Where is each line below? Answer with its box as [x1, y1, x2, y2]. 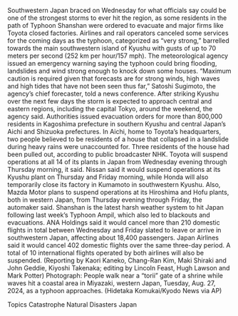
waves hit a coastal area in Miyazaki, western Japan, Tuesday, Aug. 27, [7, 279, 216, 287]
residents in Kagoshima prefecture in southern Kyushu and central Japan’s [7, 120, 227, 128]
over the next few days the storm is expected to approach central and [7, 97, 212, 106]
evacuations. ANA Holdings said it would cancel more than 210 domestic [7, 218, 220, 227]
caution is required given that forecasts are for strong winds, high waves [7, 74, 220, 83]
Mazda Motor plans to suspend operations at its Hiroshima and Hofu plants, [7, 188, 229, 196]
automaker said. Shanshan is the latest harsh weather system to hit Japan [7, 203, 224, 211]
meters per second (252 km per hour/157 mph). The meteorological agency [7, 51, 229, 60]
